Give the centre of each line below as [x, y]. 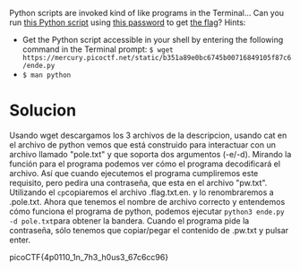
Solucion [43, 110]
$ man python [47, 75]
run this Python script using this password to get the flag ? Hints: [128, 22]
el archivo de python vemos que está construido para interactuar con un [142, 144]
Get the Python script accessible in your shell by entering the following [153, 40]
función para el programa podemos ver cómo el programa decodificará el [145, 164]
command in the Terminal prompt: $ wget [98, 49]
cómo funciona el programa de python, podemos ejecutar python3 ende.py [147, 211]
